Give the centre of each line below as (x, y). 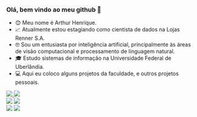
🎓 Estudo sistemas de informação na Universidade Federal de (93, 58)
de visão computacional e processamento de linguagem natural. (95, 51)
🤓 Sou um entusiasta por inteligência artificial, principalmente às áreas (103, 45)
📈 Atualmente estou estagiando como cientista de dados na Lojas (97, 30)
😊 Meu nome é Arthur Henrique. (56, 23)
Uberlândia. (29, 67)
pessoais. (27, 82)
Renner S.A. (30, 38)
